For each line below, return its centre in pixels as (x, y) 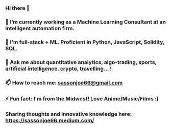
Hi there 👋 (18, 8)
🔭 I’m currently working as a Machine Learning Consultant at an (86, 21)
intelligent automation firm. (40, 28)
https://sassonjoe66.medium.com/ (50, 121)
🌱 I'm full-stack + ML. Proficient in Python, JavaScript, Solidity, (85, 42)
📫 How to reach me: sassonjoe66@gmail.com (64, 82)
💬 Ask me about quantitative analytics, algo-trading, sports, (81, 62)
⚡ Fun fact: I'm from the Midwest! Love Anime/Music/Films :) (82, 98)
